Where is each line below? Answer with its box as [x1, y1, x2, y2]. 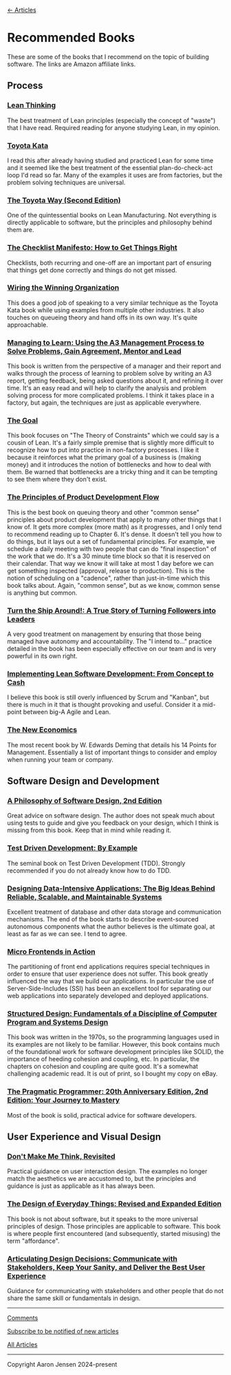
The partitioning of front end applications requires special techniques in [7, 963, 210, 971]
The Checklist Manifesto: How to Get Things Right [7, 243, 177, 253]
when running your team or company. [7, 755, 113, 763]
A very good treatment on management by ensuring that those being [7, 630, 201, 638]
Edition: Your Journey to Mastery [7, 1096, 120, 1105]
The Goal [7, 416, 38, 425]
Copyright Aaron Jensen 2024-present [7, 1361, 118, 1369]
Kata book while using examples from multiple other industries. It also [7, 306, 205, 314]
